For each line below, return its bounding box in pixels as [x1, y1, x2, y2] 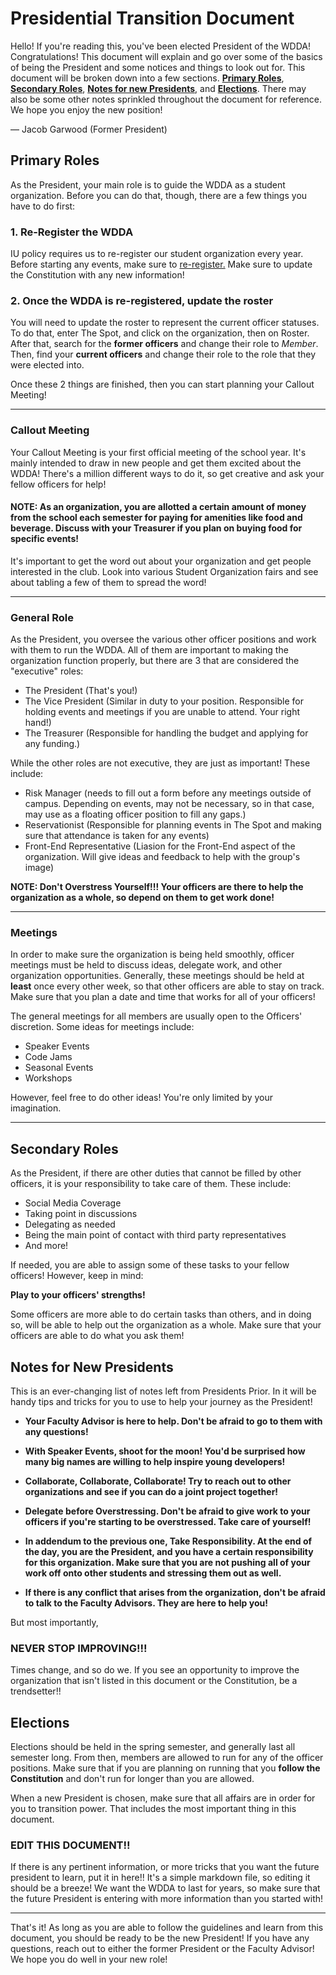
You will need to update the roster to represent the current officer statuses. [10, 317, 320, 329]
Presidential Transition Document [10, 7, 295, 30]
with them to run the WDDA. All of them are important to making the [10, 644, 289, 656]
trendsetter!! [10, 1685, 62, 1697]
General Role [10, 610, 74, 624]
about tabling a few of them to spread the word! [10, 576, 207, 588]
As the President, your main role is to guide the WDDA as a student [10, 178, 286, 191]
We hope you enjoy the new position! [10, 103, 163, 116]
